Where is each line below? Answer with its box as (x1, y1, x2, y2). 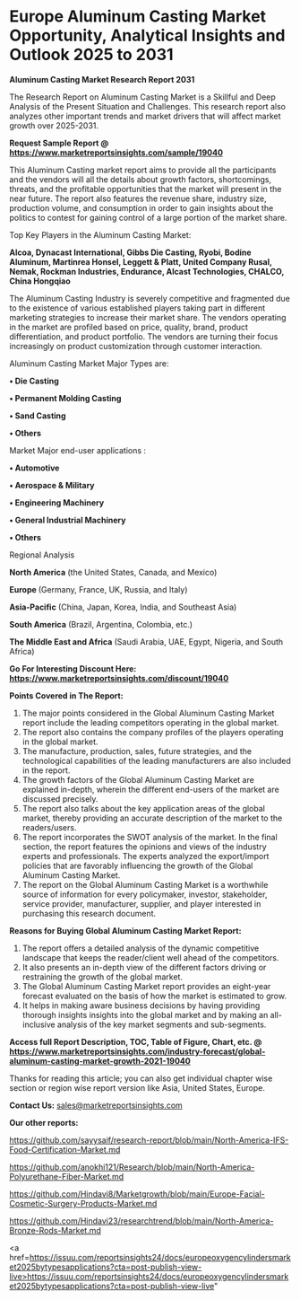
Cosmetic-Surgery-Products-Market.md (9, 1198, 158, 1208)
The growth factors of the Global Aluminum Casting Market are (21, 774, 255, 785)
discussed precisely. (21, 793, 99, 804)
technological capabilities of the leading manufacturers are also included (21, 755, 291, 766)
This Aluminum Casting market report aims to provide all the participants (9, 164, 277, 175)
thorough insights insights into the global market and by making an (21, 1009, 269, 1020)
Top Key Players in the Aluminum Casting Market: (9, 229, 192, 240)
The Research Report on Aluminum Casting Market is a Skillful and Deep (9, 92, 276, 102)
